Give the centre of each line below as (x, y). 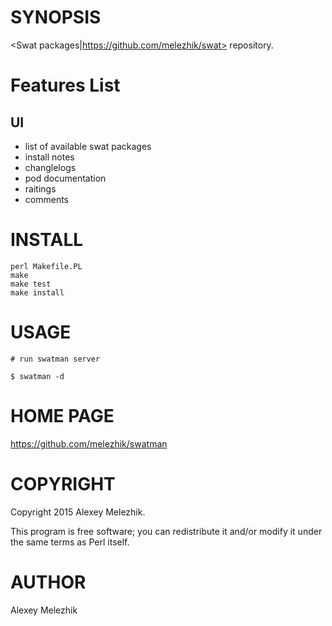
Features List (65, 85)
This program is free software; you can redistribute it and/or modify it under (166, 531)
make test (31, 284)
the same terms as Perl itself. (70, 542)
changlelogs (50, 167)
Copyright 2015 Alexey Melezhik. (78, 512)
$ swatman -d (37, 376)
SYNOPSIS (56, 17)
